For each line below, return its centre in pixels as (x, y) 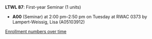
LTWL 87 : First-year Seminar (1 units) (43, 7)
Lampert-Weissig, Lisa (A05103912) (49, 22)
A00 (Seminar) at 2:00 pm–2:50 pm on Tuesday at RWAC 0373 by (80, 17)
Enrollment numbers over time (36, 31)
